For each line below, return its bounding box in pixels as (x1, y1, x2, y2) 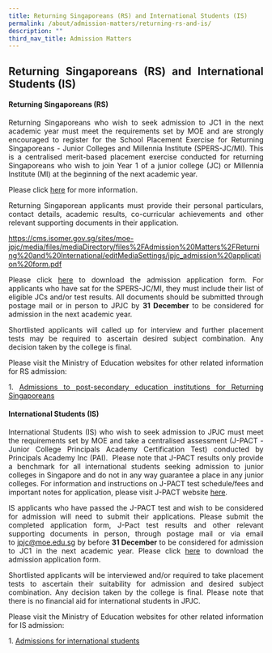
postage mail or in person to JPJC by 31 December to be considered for (8, 300, 264, 310)
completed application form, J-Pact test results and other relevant (8, 520, 264, 530)
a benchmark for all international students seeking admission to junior (8, 462, 264, 472)
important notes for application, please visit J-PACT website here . (8, 487, 228, 498)
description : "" (8, 27, 63, 35)
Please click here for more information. (8, 184, 138, 194)
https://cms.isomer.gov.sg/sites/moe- (8, 233, 134, 243)
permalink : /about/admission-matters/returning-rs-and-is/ (8, 19, 212, 28)
